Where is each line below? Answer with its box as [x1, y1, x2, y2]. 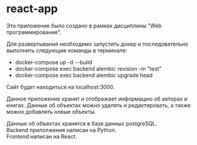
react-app [6, 2, 58, 16]
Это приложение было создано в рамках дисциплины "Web [6, 22, 162, 29]
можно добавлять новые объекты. [6, 108, 96, 115]
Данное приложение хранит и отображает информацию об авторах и [6, 95, 188, 102]
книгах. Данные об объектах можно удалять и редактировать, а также [6, 101, 191, 108]
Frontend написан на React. [6, 133, 77, 140]
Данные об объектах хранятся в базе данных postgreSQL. [6, 119, 157, 127]
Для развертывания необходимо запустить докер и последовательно [6, 40, 188, 48]
